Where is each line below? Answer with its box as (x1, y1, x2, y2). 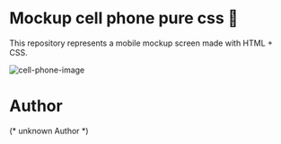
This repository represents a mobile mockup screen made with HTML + (9, 38, 274, 48)
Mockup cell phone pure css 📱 (9, 8, 239, 29)
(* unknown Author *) (9, 125, 89, 136)
